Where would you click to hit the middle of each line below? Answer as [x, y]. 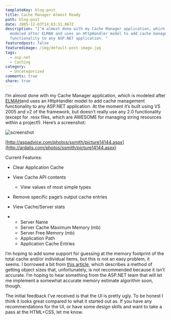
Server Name [34, 222]
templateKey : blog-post [31, 10]
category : [16, 67]
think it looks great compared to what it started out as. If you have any [79, 301]
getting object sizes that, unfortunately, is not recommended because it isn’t [85, 270]
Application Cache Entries [47, 243]
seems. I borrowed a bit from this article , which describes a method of [79, 264]
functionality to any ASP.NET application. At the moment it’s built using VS [83, 106]
